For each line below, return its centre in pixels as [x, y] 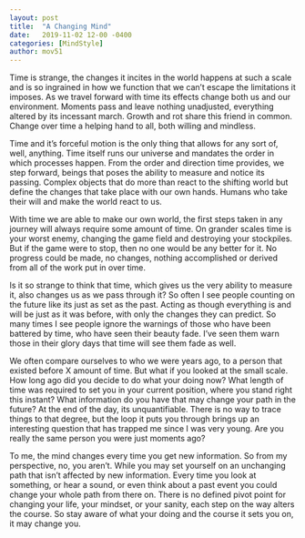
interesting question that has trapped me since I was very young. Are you [147, 429]
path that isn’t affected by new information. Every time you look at [133, 475]
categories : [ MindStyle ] [56, 43]
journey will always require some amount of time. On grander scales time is [151, 229]
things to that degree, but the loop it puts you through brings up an [134, 419]
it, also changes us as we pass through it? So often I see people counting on [152, 295]
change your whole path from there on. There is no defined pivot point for [148, 495]
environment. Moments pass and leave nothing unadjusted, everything [142, 107]
